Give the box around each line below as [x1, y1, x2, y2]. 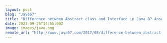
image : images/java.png [5, 26, 55, 31]
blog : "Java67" [5, 12, 37, 17]
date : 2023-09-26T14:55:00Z [5, 21, 64, 26]
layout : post [5, 7, 32, 12]
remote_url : [5, 30, 30, 35]
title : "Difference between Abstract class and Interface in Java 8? [5, 16, 153, 21]
